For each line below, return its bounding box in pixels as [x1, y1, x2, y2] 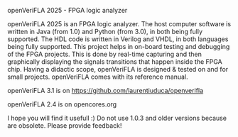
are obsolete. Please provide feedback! [7, 121, 122, 130]
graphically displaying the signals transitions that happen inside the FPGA [7, 57, 222, 66]
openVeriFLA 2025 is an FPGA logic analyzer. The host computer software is [7, 20, 232, 28]
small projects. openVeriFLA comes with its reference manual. [7, 72, 188, 81]
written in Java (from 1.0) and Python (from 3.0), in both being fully [7, 28, 203, 35]
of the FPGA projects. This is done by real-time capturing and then [7, 50, 202, 58]
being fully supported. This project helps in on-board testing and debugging [7, 43, 230, 50]
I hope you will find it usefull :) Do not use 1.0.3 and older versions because [7, 114, 227, 122]
